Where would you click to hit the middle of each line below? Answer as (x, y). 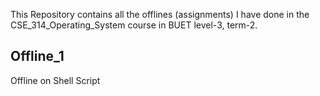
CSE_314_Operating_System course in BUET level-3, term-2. (134, 25)
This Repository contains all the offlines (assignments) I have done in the (160, 14)
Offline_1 (37, 56)
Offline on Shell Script (55, 80)
